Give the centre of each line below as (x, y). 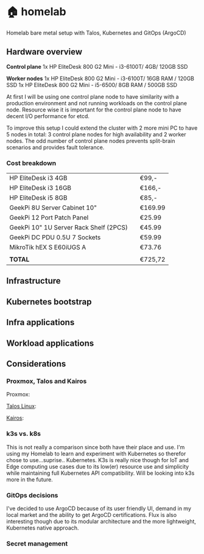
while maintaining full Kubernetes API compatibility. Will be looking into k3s (100, 473)
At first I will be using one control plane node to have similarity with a (93, 96)
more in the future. (30, 479)
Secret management (37, 544)
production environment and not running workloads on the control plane (97, 103)
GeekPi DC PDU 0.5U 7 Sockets (55, 237)
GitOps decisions (32, 495)
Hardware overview (44, 52)
